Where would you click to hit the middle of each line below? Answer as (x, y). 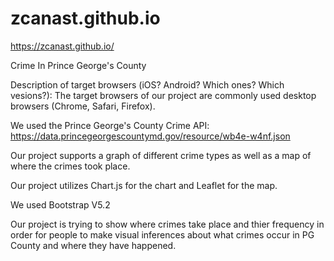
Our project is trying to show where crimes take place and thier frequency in (167, 224)
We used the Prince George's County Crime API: (110, 125)
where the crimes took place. (70, 166)
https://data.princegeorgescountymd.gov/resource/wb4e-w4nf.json (150, 136)
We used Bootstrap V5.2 (60, 204)
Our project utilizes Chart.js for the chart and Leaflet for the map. (144, 185)
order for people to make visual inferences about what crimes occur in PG (162, 234)
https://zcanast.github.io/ (62, 46)
